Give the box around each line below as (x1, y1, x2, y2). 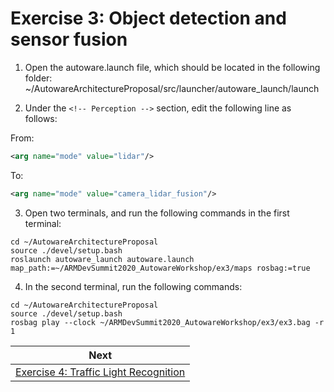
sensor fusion (10, 28, 128, 51)
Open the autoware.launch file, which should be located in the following (24, 61, 321, 73)
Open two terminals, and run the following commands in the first (24, 207, 290, 219)
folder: (24, 72, 53, 84)
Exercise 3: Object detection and (10, 7, 287, 30)
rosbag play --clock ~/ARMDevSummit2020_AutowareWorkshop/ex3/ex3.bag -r (10, 317, 325, 327)
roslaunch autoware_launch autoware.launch (10, 254, 195, 264)
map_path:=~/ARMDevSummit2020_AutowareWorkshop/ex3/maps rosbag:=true (10, 263, 311, 273)
